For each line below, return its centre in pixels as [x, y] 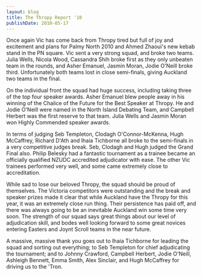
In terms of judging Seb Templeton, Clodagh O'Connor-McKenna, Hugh [95, 134]
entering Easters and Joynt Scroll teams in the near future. [79, 229]
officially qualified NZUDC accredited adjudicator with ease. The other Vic [98, 160]
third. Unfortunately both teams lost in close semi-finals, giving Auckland [97, 72]
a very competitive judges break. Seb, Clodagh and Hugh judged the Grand [100, 147]
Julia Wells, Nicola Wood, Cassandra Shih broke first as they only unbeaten [99, 59]
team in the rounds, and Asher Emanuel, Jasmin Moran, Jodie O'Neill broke [99, 66]
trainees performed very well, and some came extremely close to [87, 166]
